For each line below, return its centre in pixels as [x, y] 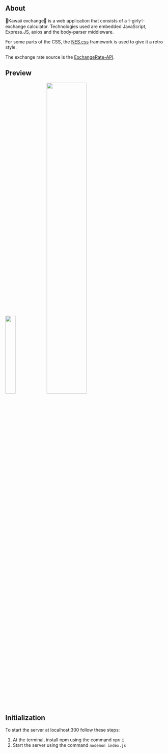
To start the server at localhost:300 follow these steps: [63, 730]
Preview [19, 73]
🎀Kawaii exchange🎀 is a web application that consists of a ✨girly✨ [75, 20]
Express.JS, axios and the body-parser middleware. [60, 32]
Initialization [25, 718]
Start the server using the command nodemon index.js [69, 745]
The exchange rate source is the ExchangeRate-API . [60, 57]
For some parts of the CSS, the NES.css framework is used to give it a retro [84, 42]
